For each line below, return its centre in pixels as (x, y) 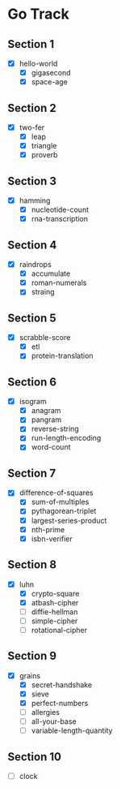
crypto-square (55, 593)
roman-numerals (59, 283)
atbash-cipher (55, 602)
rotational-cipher (59, 630)
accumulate (51, 273)
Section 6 (32, 382)
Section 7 (32, 473)
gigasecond (51, 73)
